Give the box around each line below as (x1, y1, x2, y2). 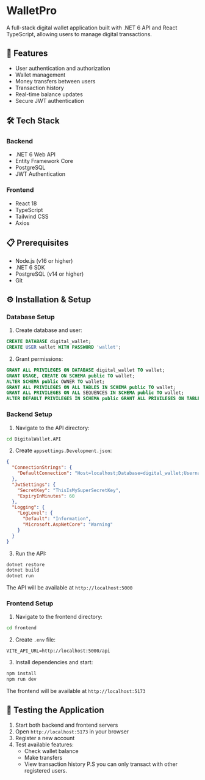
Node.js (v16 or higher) (15, 257, 73, 264)
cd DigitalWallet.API (6, 436, 62, 442)
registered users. (24, 767, 67, 774)
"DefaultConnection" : (17, 470, 72, 477)
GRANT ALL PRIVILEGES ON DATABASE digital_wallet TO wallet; (6, 367, 165, 373)
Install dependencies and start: (15, 659, 93, 666)
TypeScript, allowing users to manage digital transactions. (6, 30, 153, 37)
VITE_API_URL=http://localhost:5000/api (6, 648, 111, 654)
